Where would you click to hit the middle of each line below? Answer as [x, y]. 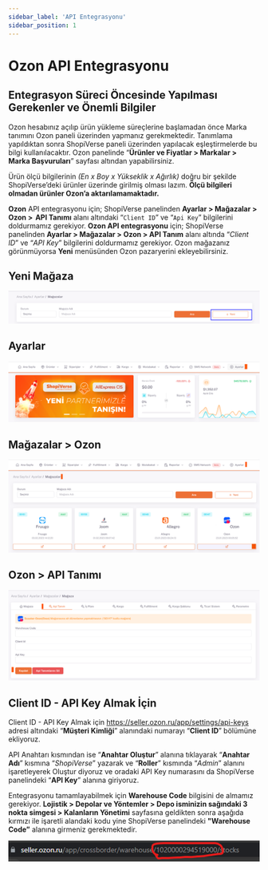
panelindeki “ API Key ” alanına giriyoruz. [74, 780]
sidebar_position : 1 [43, 25]
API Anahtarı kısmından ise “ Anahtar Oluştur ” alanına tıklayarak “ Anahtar [129, 755]
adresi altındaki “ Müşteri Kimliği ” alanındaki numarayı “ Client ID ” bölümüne [132, 731]
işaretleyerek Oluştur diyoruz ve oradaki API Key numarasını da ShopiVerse [131, 772]
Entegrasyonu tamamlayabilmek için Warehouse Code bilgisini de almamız [131, 796]
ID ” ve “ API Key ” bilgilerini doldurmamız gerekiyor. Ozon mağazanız [119, 243]
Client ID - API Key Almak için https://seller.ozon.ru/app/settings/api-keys [128, 722]
